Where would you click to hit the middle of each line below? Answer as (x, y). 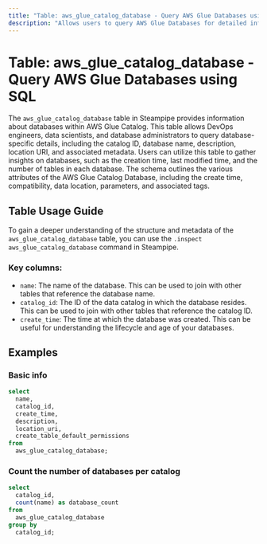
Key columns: (35, 268)
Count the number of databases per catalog (95, 472)
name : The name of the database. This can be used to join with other (131, 285)
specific (21, 143)
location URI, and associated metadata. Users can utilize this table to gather (132, 152)
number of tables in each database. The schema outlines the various (120, 169)
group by (23, 525)
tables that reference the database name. (87, 294)
